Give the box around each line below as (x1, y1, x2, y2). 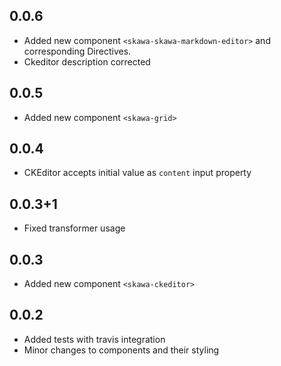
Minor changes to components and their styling (23, 344, 220, 356)
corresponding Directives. (23, 45, 132, 57)
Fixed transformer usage (23, 222, 126, 234)
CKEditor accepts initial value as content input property (23, 167, 252, 179)
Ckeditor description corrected (23, 55, 151, 68)
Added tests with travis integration (23, 333, 166, 345)
